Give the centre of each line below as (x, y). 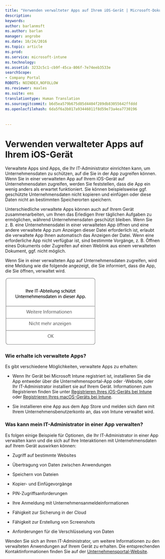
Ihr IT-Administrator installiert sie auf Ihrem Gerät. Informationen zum (82, 386)
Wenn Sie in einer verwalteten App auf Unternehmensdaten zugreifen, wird (81, 260)
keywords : (15, 21)
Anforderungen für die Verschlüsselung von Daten (63, 531)
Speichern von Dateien (35, 474)
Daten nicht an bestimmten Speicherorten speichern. (58, 200)
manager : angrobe (23, 36)
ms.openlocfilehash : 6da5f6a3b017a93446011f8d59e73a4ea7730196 (71, 109)
